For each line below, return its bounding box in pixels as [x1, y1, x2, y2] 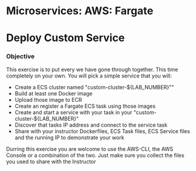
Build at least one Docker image [14, 90, 93, 97]
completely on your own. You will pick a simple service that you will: [6, 72, 172, 79]
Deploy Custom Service [6, 31, 125, 45]
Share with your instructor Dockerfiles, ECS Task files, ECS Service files [14, 127, 191, 134]
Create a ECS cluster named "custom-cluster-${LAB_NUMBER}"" [14, 83, 175, 91]
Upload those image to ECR [14, 96, 82, 103]
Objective [6, 52, 35, 60]
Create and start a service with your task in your [14, 108, 133, 116]
